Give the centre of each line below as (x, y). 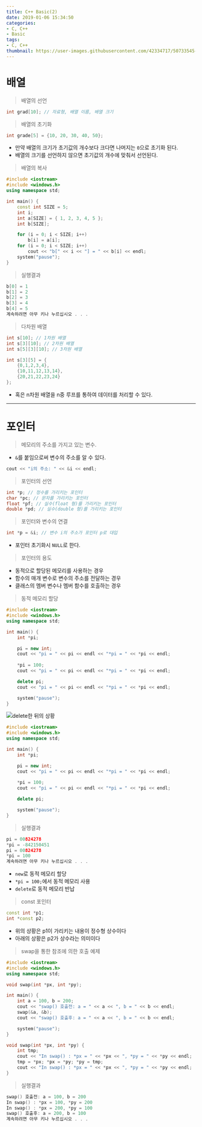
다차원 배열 (34, 326)
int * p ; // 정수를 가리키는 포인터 (44, 492)
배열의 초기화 (36, 124)
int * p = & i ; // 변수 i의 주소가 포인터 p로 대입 (62, 533)
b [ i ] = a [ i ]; (44, 240)
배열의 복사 (34, 168)
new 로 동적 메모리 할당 (41, 874)
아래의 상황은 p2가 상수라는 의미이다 (57, 938)
